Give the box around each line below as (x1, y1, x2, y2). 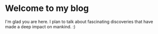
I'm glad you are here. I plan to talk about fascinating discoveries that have (5, 19, 153, 24)
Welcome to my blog (5, 3, 89, 14)
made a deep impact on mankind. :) (5, 23, 76, 29)
